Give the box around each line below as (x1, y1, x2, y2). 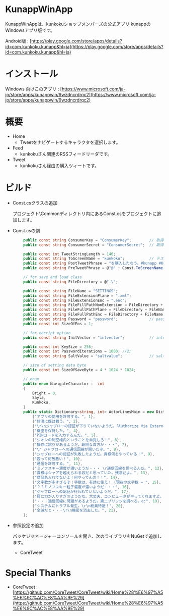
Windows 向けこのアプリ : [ (5, 86, 62, 92)
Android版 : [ (5, 38, 32, 44)
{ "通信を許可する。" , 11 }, (32, 461, 83, 466)
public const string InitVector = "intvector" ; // (23, 335, 154, 340)
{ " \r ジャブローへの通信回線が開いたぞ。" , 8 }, (32, 447, 121, 452)
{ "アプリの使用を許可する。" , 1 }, (32, 414, 96, 419)
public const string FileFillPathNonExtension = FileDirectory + (23, 302, 163, 307)
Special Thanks (5, 567, 71, 579)
